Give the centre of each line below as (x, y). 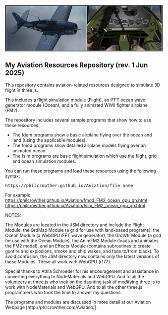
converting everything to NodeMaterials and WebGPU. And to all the (75, 276)
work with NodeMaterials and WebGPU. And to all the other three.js (74, 287)
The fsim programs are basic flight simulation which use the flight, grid (84, 156)
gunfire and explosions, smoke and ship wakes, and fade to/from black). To (82, 251)
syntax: (13, 176)
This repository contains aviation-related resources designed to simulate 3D (83, 85)
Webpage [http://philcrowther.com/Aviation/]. (52, 307)
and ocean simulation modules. (44, 161)
